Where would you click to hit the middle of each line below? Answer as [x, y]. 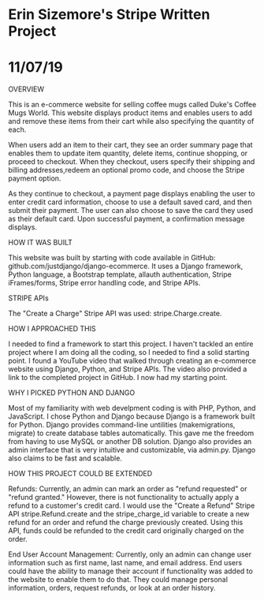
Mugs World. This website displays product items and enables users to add [130, 113]
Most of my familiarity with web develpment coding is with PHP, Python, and [132, 408]
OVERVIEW [26, 89]
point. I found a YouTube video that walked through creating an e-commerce [132, 361]
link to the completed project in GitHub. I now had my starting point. [118, 378]
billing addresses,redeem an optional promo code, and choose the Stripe [126, 170]
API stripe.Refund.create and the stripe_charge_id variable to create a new [129, 514]
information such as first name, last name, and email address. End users [125, 563]
